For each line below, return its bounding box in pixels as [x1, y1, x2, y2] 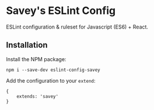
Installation [6, 40, 48, 50]
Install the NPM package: [6, 55, 66, 62]
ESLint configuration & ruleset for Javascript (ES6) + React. [6, 23, 149, 30]
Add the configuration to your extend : [6, 77, 96, 84]
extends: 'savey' [16, 93, 59, 100]
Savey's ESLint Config [6, 4, 116, 17]
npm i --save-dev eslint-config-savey [6, 67, 100, 73]
